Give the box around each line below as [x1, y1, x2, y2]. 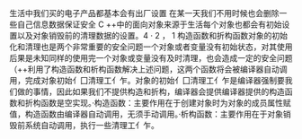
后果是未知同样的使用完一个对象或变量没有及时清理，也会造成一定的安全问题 [9, 53, 293, 63]
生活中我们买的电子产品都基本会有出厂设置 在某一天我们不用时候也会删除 [9, 8, 280, 18]
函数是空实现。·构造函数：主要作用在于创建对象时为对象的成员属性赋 [40, 98, 292, 108]
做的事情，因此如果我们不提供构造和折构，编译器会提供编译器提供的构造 [16, 86, 285, 97]
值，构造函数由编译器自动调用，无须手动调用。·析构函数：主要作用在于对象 [9, 109, 284, 119]
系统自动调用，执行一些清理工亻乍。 [24, 120, 159, 130]
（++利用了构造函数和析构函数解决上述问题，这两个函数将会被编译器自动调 [9, 64, 288, 74]
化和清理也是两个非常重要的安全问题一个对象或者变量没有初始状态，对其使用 [9, 41, 293, 52]
